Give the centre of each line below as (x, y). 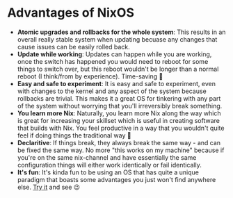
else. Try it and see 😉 (49, 187)
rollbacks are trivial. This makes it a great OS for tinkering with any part (119, 98)
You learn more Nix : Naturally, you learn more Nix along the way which (119, 113)
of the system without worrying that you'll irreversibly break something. (120, 106)
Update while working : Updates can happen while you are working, (114, 54)
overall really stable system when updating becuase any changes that (117, 39)
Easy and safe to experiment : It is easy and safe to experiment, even (116, 83)
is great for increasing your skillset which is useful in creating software (119, 120)
